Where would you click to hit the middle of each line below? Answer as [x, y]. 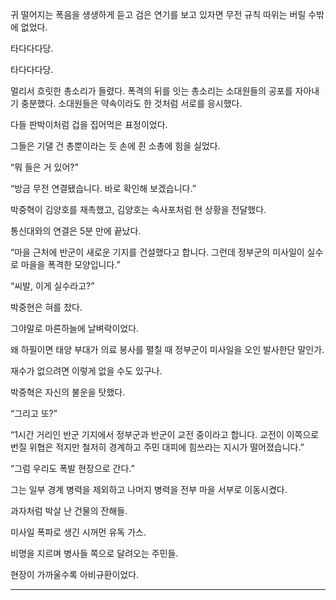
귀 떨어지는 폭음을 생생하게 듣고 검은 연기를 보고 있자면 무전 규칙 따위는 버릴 [158, 14]
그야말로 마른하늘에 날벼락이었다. [75, 328]
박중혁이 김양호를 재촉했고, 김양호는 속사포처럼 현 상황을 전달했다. [138, 209]
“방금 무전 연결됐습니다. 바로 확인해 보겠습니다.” [103, 188]
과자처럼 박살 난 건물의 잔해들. [69, 511]
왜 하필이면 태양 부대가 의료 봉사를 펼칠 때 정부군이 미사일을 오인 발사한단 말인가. [167, 349]
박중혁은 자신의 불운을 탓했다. [68, 392]
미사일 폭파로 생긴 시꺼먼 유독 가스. [78, 532]
